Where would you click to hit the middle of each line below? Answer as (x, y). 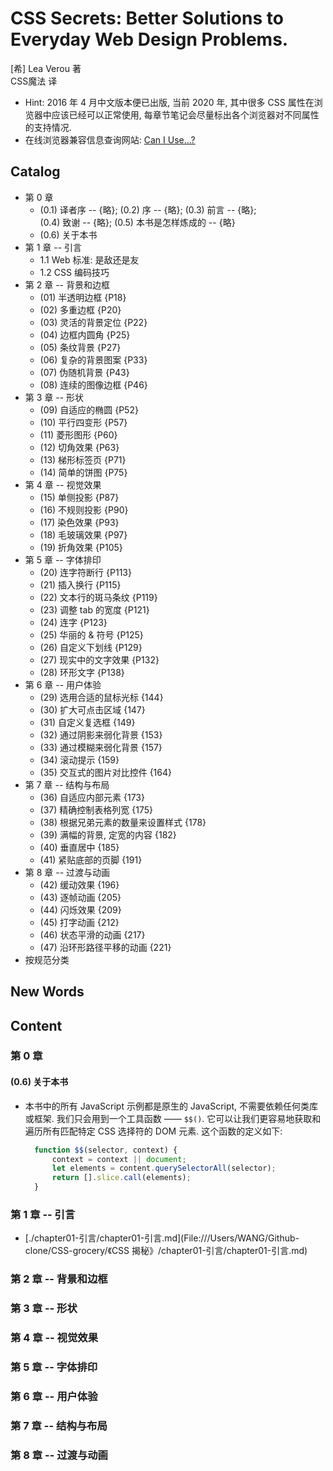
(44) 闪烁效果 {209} (80, 909)
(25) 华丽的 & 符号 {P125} (91, 634)
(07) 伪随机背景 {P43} (84, 372)
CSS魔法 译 (34, 81)
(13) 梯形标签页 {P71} (83, 459)
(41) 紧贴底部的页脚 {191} (91, 859)
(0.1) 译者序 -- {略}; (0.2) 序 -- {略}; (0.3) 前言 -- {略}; (148, 209)
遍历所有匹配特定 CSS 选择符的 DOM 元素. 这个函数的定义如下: (153, 1131)
